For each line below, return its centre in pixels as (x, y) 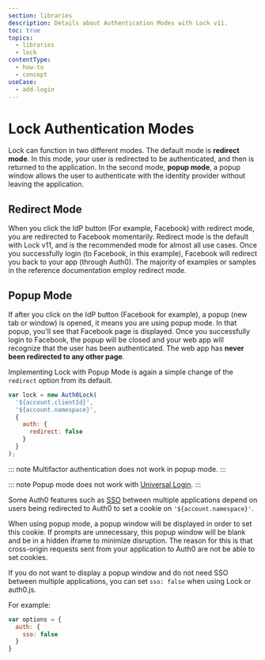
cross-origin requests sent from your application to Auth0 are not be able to (132, 549)
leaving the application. (46, 184)
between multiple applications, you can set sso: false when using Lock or (130, 581)
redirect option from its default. (61, 380)
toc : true (25, 30)
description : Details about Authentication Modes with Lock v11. (118, 23)
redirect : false (56, 432)
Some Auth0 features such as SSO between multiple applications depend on (133, 500)
